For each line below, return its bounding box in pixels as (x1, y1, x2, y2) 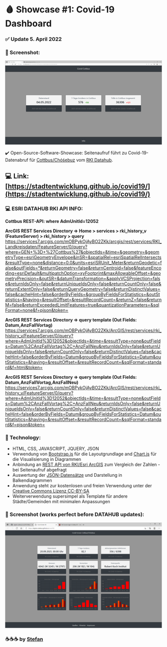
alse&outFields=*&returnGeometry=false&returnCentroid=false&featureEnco (5, 265, 162, 271)
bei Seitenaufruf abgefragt (12, 466, 67, 473)
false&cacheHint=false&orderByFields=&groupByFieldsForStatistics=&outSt (5, 292, 160, 298)
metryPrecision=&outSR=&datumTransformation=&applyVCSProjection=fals (5, 276, 161, 282)
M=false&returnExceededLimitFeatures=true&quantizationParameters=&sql (5, 302, 160, 308)
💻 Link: (5, 172, 29, 181)
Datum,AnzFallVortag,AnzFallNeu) (5, 379, 79, 386)
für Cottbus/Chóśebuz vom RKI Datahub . (29, 157, 113, 163)
